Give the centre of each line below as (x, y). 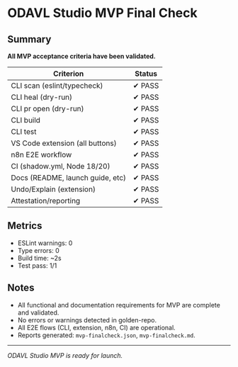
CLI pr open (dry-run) (47, 109)
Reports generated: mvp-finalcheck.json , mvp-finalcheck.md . (107, 335)
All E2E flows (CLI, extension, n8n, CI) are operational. (96, 327)
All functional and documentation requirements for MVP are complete (119, 305)
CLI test (24, 131)
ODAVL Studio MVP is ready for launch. (65, 355)
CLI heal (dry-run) (42, 97)
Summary (29, 39)
